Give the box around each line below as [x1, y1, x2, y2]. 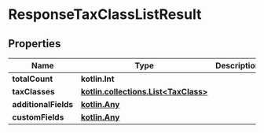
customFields [12, 112, 64, 123]
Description [215, 61, 261, 71]
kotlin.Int [81, 73, 115, 84]
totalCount [12, 73, 53, 84]
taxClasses [12, 87, 55, 97]
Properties [8, 37, 61, 50]
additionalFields [12, 99, 74, 109]
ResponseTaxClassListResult [8, 6, 202, 24]
